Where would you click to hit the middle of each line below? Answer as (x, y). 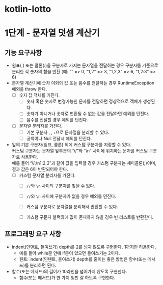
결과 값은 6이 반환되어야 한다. (40, 169)
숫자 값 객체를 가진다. (39, 95)
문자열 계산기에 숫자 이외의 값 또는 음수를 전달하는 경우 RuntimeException (83, 83)
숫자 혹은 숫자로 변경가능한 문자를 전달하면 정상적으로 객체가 (84, 101)
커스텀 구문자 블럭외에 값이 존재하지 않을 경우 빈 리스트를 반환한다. (90, 217)
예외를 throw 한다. (29, 89)
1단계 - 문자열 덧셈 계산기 (52, 33)
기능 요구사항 (23, 53)
